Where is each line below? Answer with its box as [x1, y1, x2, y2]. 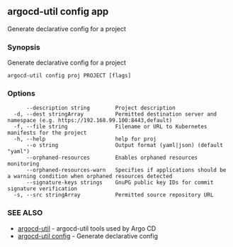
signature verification [7, 185, 78, 192]
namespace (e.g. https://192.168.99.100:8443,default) [7, 117, 173, 124]
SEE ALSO [7, 208, 43, 218]
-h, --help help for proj [13, 136, 157, 143]
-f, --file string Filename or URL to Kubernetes [13, 123, 208, 131]
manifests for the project [7, 129, 87, 137]
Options [7, 89, 35, 99]
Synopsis [7, 42, 40, 52]
